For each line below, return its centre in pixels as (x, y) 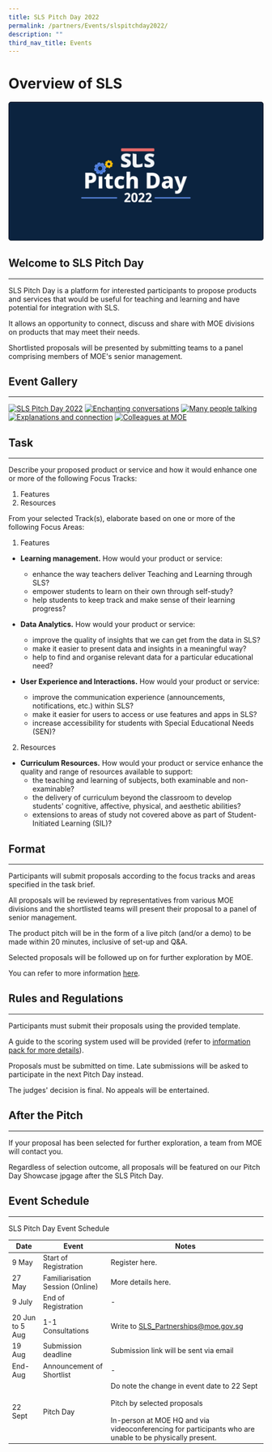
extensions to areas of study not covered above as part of (129, 815)
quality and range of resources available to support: (106, 772)
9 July (22, 1302)
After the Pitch (46, 1115)
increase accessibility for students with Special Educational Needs (143, 723)
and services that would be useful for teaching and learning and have (124, 299)
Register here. (134, 1262)
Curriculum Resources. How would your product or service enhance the (142, 763)
